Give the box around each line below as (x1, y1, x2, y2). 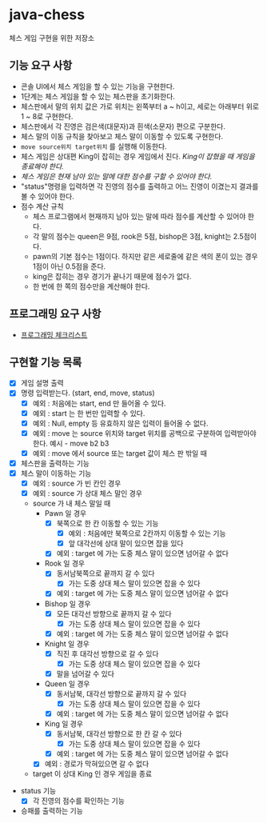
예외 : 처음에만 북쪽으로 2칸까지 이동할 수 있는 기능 (68, 529, 226, 538)
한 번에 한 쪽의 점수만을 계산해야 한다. (32, 282, 150, 291)
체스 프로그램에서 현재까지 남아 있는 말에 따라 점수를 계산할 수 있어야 (32, 211, 246, 221)
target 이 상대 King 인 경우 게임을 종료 (32, 769, 153, 779)
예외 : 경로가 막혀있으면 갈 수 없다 (44, 759, 149, 769)
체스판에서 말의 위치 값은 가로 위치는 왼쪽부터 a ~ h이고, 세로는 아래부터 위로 (20, 102, 259, 111)
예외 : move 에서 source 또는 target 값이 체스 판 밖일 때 (32, 448, 207, 457)
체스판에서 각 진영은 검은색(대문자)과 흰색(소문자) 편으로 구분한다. (20, 122, 226, 131)
